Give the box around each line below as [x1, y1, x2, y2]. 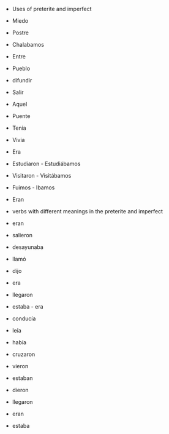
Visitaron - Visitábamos [12, 172, 72, 179]
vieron [12, 363, 29, 369]
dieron [12, 387, 29, 393]
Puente [12, 112, 31, 119]
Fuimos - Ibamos [12, 184, 55, 191]
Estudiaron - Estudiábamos [12, 160, 81, 167]
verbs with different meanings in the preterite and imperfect [12, 208, 163, 215]
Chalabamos [12, 41, 45, 48]
